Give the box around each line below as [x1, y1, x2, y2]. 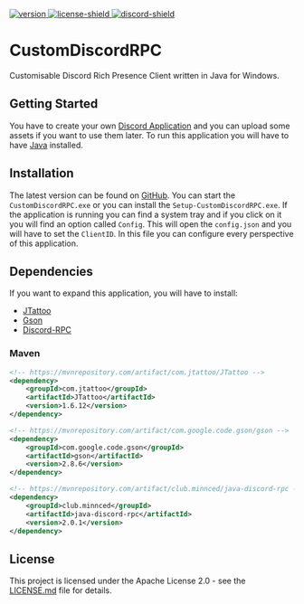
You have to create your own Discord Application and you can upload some [9, 120, 290, 131]
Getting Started [9, 96, 99, 112]
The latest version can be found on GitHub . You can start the [9, 190, 236, 201]
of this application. [9, 238, 79, 249]
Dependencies [9, 263, 93, 279]
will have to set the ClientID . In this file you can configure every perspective [9, 228, 294, 239]
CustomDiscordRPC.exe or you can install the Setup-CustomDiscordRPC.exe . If [9, 199, 288, 210]
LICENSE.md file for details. [9, 585, 112, 596]
